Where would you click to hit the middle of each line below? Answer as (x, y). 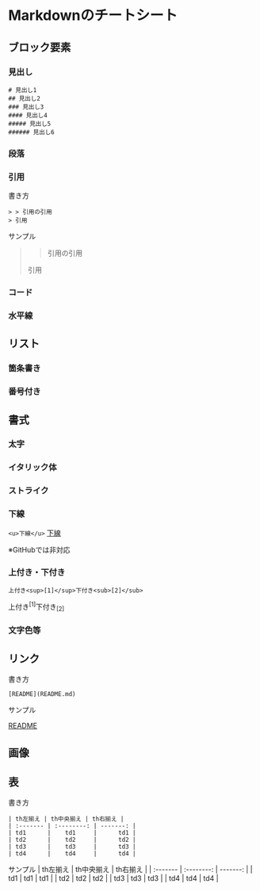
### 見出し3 (26, 107)
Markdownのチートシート (93, 15)
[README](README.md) (42, 694)
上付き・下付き (37, 572)
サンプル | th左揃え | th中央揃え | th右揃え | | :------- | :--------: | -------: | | (130, 870)
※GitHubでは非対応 (39, 549)
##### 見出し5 (30, 124)
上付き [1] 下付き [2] (36, 607)
